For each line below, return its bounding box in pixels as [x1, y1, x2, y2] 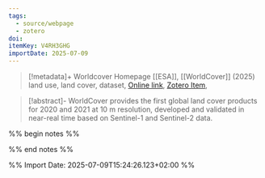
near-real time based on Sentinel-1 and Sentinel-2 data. [27, 113, 213, 122]
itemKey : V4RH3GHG [8, 42, 70, 50]
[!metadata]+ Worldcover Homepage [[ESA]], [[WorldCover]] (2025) [27, 72, 256, 81]
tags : [8, 11, 27, 20]
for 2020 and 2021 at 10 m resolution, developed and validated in [27, 104, 245, 114]
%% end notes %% [8, 145, 74, 154]
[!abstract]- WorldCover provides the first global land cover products [27, 96, 258, 105]
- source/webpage [15, 19, 74, 28]
